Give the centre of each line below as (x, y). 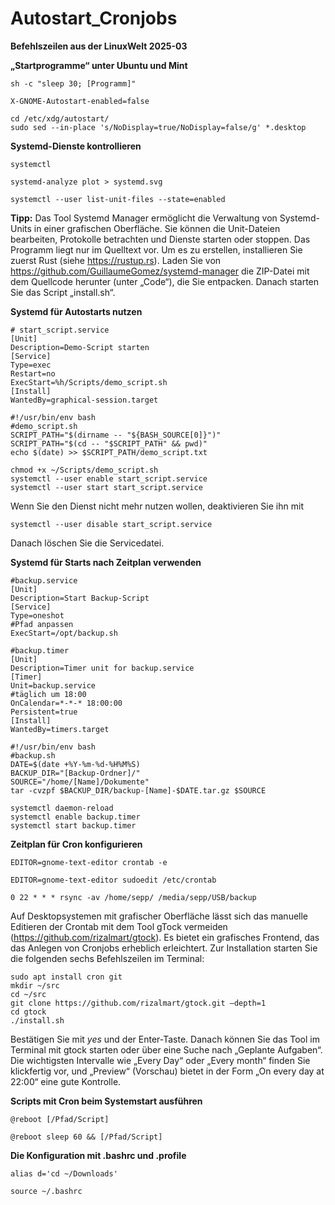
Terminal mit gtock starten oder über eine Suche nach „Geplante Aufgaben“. (166, 1049)
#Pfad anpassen (42, 624)
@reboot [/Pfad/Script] (60, 1119)
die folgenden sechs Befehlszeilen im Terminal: (107, 958)
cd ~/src (28, 994)
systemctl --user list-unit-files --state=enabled (118, 199)
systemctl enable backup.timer (75, 817)
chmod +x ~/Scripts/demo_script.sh (84, 470)
